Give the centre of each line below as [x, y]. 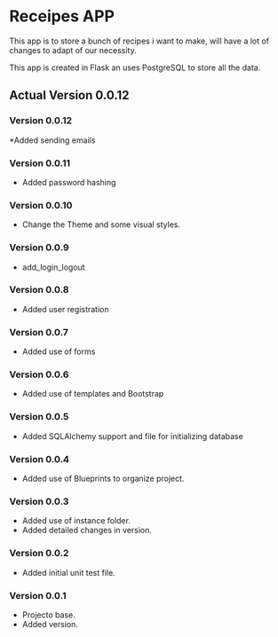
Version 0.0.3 [39, 501]
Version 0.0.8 [39, 290]
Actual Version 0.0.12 [69, 95]
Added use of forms [59, 351]
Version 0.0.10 [41, 205]
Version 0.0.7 [39, 332]
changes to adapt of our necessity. [73, 50]
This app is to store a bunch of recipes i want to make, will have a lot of [139, 41]
